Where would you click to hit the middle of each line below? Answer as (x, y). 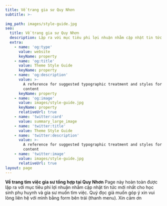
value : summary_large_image (48, 121)
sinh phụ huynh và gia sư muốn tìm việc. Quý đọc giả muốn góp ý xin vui (80, 192)
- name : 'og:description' (41, 75)
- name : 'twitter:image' (40, 154)
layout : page (19, 168)
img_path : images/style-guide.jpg (41, 24)
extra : (16, 42)
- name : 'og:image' (34, 98)
